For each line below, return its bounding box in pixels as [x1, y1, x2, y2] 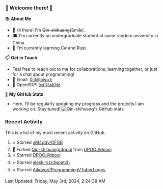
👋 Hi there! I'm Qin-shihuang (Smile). [12, 27, 85, 33]
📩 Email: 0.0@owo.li [12, 77, 53, 82]
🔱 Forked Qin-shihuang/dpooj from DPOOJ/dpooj [12, 146, 112, 152]
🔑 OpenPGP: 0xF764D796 [12, 82, 61, 88]
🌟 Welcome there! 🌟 [5, 4, 53, 11]
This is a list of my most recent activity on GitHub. [5, 130, 106, 135]
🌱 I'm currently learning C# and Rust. [12, 45, 87, 51]
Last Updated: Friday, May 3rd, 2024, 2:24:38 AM [5, 178, 106, 184]
